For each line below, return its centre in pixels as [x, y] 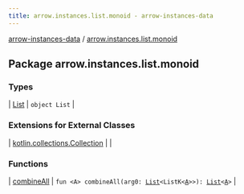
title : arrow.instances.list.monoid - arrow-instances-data [111, 16]
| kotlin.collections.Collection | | [60, 142]
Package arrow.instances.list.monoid [104, 64]
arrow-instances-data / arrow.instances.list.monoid [93, 39]
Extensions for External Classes [72, 126]
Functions [28, 163]
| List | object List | [41, 105]
